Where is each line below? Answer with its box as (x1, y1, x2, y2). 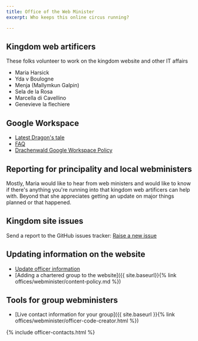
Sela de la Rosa (14, 88, 53, 96)
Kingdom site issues (6, 216, 83, 226)
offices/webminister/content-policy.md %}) (14, 278, 121, 285)
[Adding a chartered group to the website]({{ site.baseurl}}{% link (14, 271, 177, 278)
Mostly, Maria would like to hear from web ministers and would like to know (6, 180, 191, 187)
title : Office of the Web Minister (6, 8, 95, 15)
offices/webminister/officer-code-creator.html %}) (14, 317, 139, 324)
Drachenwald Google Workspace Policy (14, 147, 113, 154)
